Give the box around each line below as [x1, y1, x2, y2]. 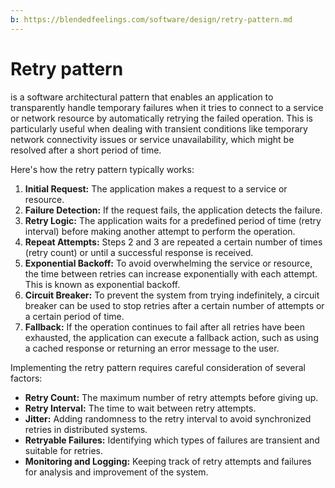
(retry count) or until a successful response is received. [24, 246, 254, 258]
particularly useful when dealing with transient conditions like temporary [10, 122, 308, 135]
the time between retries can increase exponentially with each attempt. [24, 267, 318, 280]
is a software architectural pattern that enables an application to [10, 91, 274, 103]
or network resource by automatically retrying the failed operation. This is [10, 112, 313, 124]
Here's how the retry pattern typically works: [10, 163, 195, 175]
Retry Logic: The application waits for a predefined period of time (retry [24, 214, 322, 226]
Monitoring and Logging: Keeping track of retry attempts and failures [24, 455, 312, 467]
